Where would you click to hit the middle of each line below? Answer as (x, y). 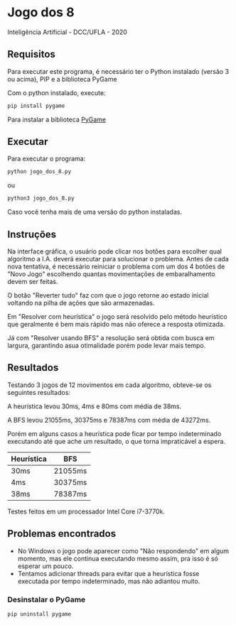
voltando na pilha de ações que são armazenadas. (81, 303)
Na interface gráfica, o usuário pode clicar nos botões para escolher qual (115, 251)
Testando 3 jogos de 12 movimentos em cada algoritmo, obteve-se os (109, 385)
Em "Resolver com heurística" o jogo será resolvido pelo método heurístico (117, 316)
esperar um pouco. (45, 566)
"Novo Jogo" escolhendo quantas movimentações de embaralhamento (111, 274)
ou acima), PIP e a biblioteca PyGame (62, 79)
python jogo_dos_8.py (39, 172)
